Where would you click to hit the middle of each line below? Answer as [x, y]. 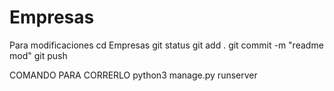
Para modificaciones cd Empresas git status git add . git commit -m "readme [166, 45]
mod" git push [38, 55]
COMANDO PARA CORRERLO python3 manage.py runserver [133, 75]
